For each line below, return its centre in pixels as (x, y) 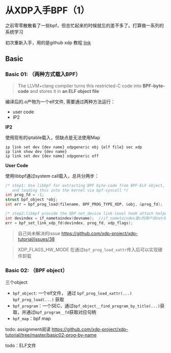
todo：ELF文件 (21, 345)
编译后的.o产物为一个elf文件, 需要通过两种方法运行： (60, 102)
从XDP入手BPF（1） (48, 10)
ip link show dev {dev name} (36, 151)
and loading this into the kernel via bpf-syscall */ (70, 190)
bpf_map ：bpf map (32, 318)
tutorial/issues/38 (36, 239)
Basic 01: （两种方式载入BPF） (43, 74)
